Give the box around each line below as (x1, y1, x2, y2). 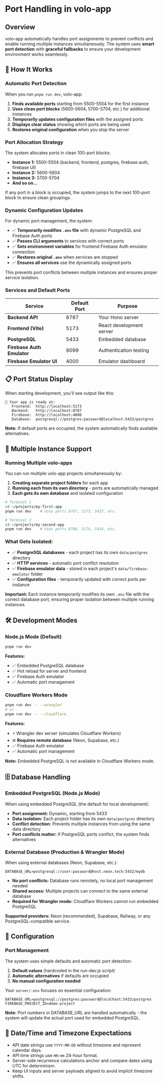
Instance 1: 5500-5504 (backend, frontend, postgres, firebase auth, (12, 159, 149, 165)
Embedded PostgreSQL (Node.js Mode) (5, 790, 100, 797)
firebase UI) (12, 164, 36, 170)
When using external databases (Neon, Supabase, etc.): (5, 860, 118, 866)
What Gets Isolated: (5, 538, 53, 545)
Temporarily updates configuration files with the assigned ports (12, 116, 143, 122)
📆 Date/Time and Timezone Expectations (5, 1029, 132, 1038)
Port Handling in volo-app (5, 3, 111, 15)
